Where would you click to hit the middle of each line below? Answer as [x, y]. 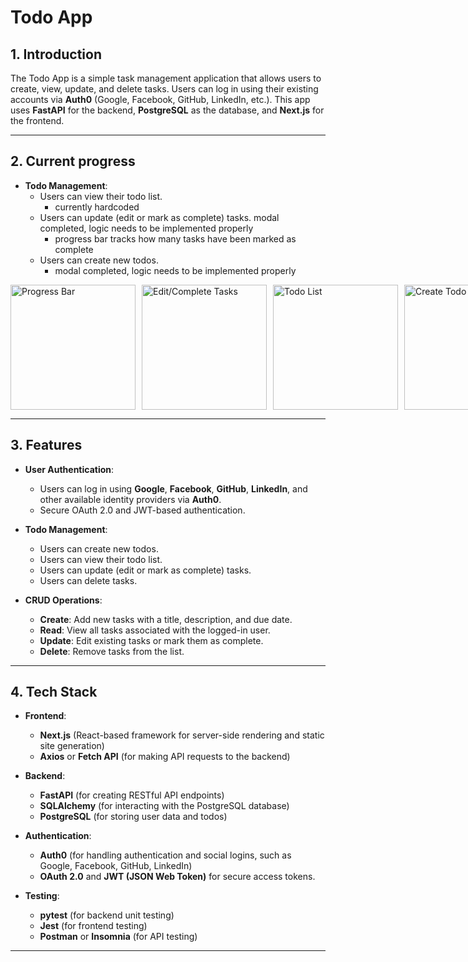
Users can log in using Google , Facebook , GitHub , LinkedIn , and [173, 488]
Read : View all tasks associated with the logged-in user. [155, 630]
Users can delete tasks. [88, 580]
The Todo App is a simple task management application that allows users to [166, 78]
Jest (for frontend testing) [93, 926]
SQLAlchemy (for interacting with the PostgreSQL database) [164, 806]
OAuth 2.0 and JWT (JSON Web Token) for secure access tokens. [177, 877]
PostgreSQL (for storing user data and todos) [133, 817]
